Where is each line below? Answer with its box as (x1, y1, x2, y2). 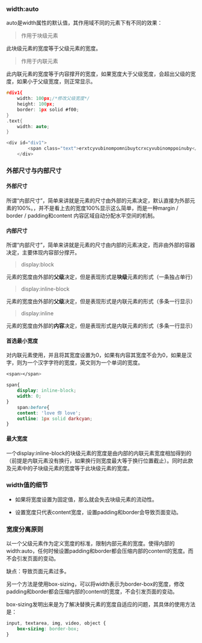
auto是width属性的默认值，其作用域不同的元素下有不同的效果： (6, 19, 163, 26)
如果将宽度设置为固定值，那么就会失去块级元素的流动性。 (14, 496, 158, 503)
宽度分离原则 (6, 525, 44, 534)
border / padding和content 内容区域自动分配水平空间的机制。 (6, 212, 158, 220)
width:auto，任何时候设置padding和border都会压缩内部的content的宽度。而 (6, 547, 194, 555)
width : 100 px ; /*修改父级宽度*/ (17, 96, 90, 102)
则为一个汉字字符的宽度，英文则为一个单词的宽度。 (16, 359, 143, 366)
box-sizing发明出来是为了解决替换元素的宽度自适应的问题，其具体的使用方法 (6, 601, 196, 608)
